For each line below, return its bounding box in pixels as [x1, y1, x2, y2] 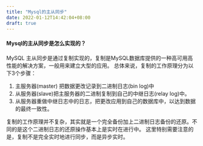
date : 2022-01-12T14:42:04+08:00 [6, 15, 91, 21]
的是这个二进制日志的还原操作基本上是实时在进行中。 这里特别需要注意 [11, 125, 188, 133]
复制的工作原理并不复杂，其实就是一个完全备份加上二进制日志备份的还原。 [6, 118, 192, 125]
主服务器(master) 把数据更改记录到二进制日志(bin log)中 [15, 82, 155, 90]
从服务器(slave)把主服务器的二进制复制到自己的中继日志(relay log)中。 [15, 90, 190, 97]
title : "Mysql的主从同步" [6, 8, 67, 15]
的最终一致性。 [15, 105, 53, 112]
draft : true [6, 20, 36, 26]
